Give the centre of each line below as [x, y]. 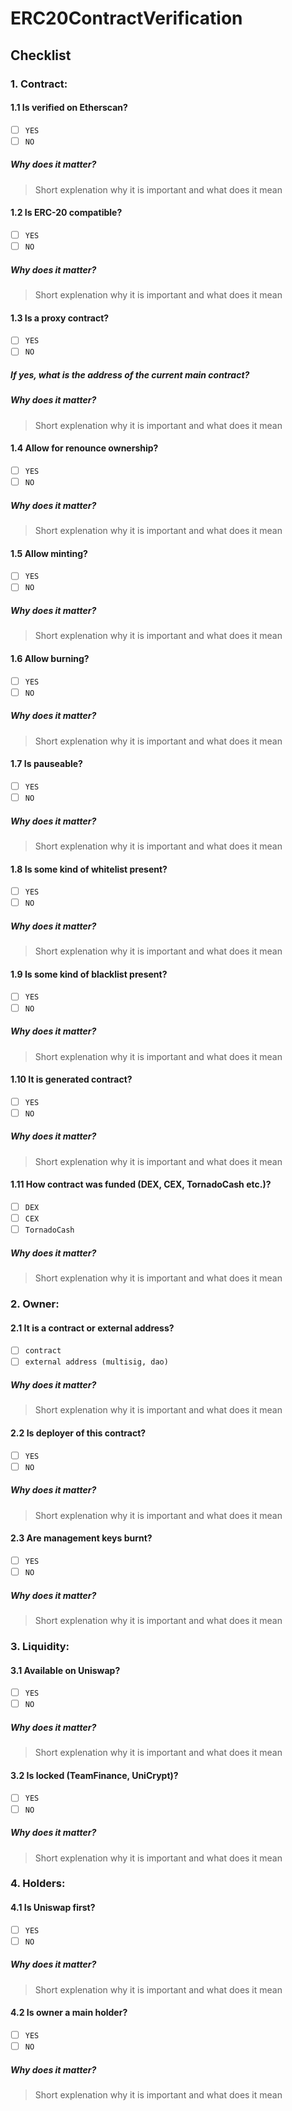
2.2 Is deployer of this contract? [78, 1433]
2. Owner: [35, 1304]
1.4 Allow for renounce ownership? [84, 448]
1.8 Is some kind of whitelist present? [89, 869]
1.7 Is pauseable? [46, 764]
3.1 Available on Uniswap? [65, 1670]
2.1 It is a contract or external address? [92, 1328]
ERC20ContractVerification [126, 18]
